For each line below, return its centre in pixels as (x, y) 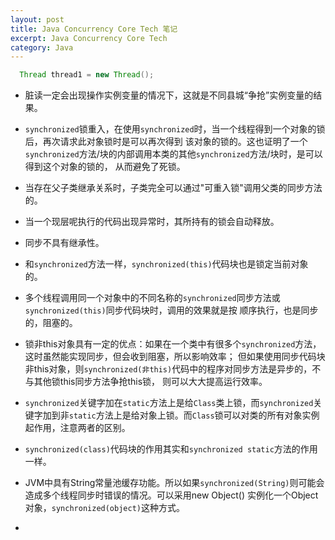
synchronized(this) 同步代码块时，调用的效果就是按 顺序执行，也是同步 (171, 310)
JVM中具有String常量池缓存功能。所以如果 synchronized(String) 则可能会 (174, 483)
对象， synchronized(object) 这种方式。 (104, 508)
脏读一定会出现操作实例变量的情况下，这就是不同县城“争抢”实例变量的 (169, 95)
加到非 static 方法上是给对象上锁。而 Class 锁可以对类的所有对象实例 (181, 415)
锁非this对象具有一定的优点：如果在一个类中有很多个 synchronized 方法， (173, 344)
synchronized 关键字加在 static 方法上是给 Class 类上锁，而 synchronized (169, 403)
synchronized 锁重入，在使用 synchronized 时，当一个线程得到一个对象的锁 (175, 129)
